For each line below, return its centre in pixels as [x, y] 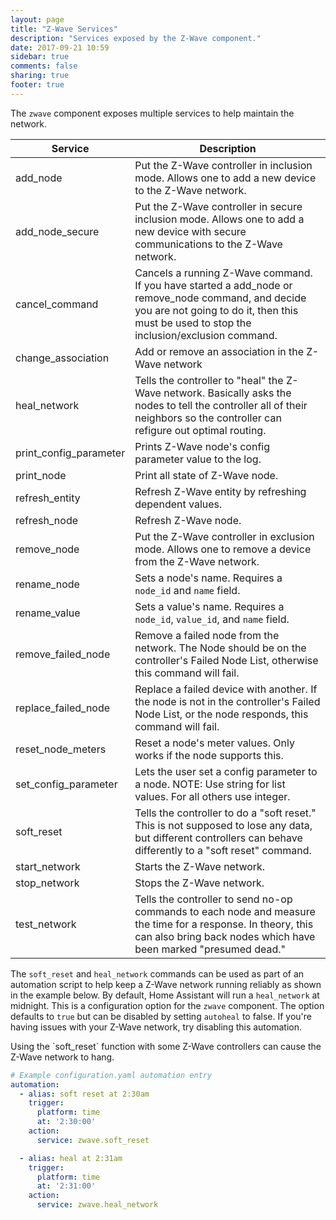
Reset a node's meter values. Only [214, 743]
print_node [41, 475]
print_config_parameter [70, 453]
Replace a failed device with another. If [226, 689]
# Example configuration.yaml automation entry [111, 1075]
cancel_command [57, 304]
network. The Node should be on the [220, 648]
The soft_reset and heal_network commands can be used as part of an [157, 973]
